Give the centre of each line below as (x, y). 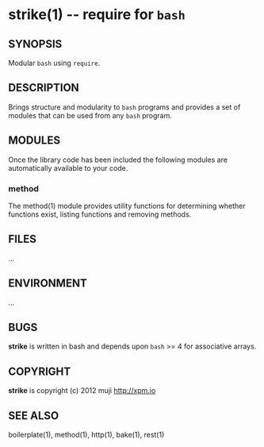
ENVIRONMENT (48, 283)
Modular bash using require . (54, 63)
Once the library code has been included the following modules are (118, 160)
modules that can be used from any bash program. (90, 115)
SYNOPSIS (35, 44)
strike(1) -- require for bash (97, 15)
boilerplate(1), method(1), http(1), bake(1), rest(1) (86, 434)
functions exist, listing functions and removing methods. (100, 214)
